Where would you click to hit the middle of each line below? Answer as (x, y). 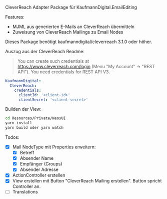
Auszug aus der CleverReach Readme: (45, 51)
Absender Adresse (39, 169)
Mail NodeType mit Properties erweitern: (54, 147)
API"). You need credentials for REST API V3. (63, 72)
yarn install (19, 123)
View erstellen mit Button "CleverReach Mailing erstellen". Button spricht (87, 181)
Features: (15, 17)
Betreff (27, 153)
